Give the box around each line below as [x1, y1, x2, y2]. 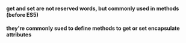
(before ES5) [6, 11, 39, 18]
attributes [6, 31, 32, 38]
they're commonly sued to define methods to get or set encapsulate [6, 24, 180, 32]
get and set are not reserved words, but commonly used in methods [6, 5, 179, 12]
